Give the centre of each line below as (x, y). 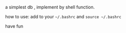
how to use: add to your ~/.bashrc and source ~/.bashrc (63, 16)
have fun (14, 26)
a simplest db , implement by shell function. (50, 7)
